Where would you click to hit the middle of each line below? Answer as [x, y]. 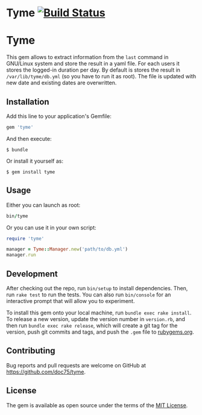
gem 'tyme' [20, 127]
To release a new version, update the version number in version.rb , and [96, 319]
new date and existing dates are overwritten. [62, 83]
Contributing [31, 351]
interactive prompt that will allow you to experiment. [71, 301]
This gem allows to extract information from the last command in [87, 57]
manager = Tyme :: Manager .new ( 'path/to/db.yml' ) [67, 249]
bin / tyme [17, 216]
